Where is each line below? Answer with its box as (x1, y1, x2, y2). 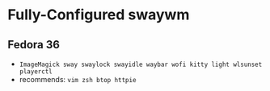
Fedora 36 (7, 38, 60, 52)
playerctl (19, 68, 53, 76)
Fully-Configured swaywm (7, 6, 190, 24)
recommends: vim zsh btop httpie (19, 75, 137, 84)
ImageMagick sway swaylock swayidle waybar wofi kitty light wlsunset (19, 60, 263, 68)
